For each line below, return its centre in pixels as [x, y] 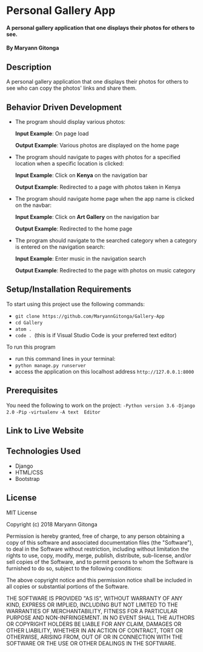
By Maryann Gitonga [33, 48]
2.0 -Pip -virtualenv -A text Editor [54, 412]
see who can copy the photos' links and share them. [72, 88]
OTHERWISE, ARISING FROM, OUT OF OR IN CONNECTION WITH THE [95, 637]
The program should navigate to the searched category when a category [106, 240]
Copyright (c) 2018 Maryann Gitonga [52, 524]
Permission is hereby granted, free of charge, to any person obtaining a [95, 536]
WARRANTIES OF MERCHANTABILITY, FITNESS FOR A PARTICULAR [92, 611]
